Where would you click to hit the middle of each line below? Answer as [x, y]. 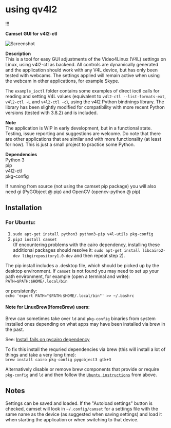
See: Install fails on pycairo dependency [47, 339]
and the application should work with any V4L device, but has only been [82, 70]
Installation [24, 208]
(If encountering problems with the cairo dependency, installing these [86, 245]
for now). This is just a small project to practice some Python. [70, 144]
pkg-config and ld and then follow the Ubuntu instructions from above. [81, 375]
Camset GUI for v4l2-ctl [31, 33]
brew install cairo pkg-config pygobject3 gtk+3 [58, 360]
